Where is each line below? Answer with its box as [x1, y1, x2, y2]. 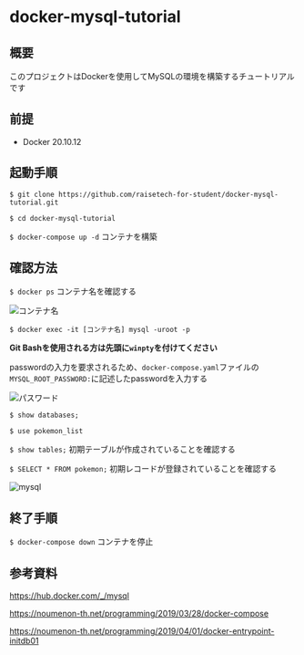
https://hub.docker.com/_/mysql [9, 590, 130, 601]
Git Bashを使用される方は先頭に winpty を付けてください [9, 342, 218, 353]
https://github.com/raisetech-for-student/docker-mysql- [57, 190, 279, 199]
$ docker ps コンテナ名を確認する [9, 286, 137, 297]
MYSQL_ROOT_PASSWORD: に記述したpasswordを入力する [9, 373, 208, 384]
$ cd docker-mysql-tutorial [9, 213, 117, 223]
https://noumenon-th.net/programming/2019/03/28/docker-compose [9, 608, 269, 619]
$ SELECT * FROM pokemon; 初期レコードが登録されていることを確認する [9, 463, 278, 474]
